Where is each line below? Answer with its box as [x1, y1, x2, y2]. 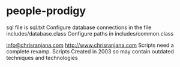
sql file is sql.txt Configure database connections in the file [6, 24, 152, 31]
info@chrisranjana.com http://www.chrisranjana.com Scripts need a [6, 42, 174, 49]
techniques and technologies [6, 54, 78, 61]
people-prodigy [6, 4, 86, 18]
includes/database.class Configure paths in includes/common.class [6, 30, 174, 37]
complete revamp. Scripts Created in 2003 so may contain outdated [6, 47, 174, 55]
